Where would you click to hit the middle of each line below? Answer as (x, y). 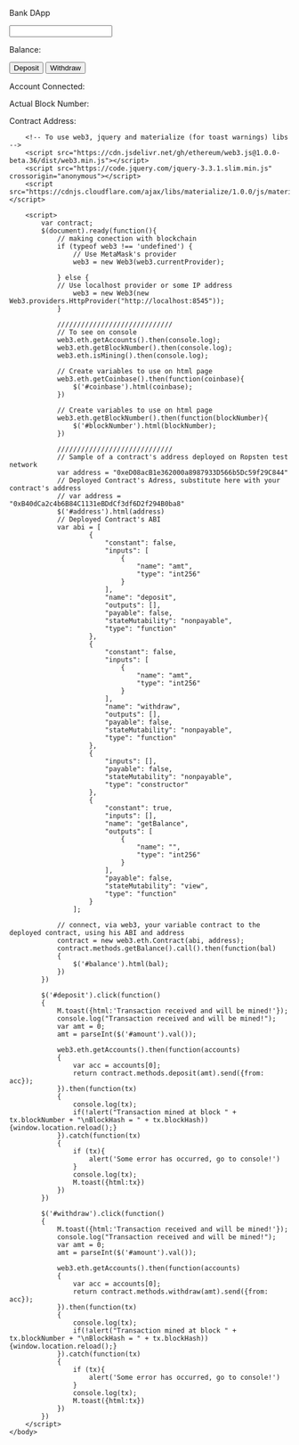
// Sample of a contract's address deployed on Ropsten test (173, 457)
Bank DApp (30, 13)
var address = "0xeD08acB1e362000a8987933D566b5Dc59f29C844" (173, 472)
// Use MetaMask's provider (125, 254)
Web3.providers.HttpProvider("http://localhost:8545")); (117, 301)
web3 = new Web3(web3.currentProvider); (149, 262)
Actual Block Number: (49, 103)
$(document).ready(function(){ (99, 231)
